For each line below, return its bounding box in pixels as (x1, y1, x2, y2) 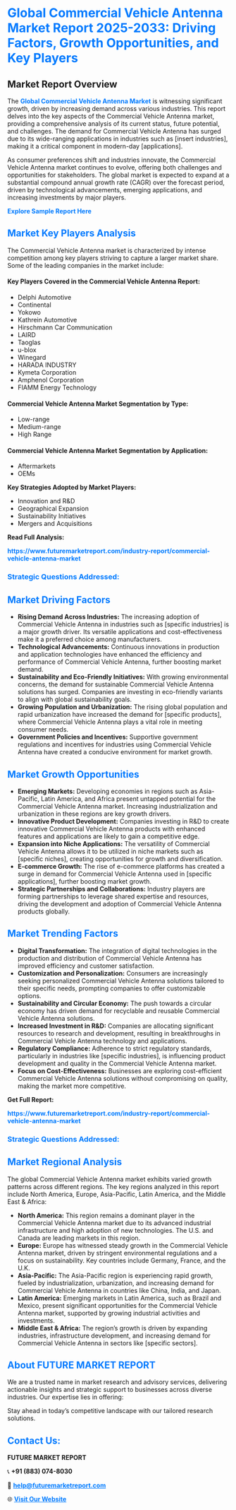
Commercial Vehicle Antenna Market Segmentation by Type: (7, 399, 189, 408)
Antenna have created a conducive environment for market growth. (17, 748, 213, 756)
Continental (17, 300, 51, 309)
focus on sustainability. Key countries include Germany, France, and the (17, 1256, 227, 1265)
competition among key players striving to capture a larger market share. (7, 253, 218, 262)
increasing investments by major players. (7, 193, 127, 201)
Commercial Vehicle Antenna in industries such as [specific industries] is (17, 620, 230, 628)
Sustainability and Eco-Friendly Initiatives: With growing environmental (17, 673, 229, 681)
